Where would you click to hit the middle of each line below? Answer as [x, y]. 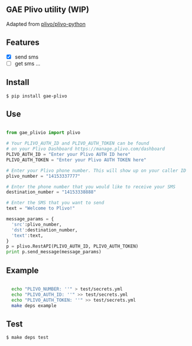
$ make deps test [27, 338]
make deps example [34, 306]
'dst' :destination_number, [45, 230]
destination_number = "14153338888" [51, 192]
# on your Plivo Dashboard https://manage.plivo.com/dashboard [86, 149]
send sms [27, 57]
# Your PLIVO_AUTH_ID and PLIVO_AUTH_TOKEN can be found [78, 143]
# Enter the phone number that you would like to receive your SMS [91, 187]
